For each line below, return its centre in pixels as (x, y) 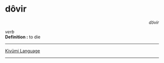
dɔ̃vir (154, 22)
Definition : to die (23, 37)
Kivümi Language (23, 51)
